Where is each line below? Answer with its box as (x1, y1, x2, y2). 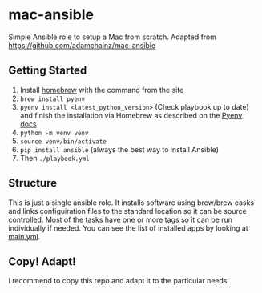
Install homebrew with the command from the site (19, 85, 184, 94)
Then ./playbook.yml (19, 153, 90, 163)
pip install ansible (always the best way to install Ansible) (19, 144, 219, 154)
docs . (19, 118, 39, 129)
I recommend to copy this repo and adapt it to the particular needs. (8, 276, 230, 286)
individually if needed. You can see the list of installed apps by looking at (8, 223, 248, 233)
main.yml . (8, 231, 41, 241)
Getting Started (8, 64, 87, 78)
